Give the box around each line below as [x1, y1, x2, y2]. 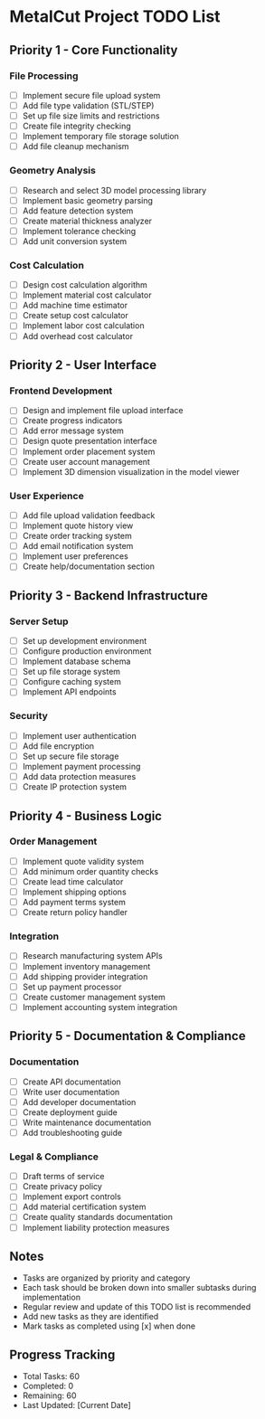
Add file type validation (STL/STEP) [22, 99, 155, 110]
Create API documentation [22, 1076, 122, 1087]
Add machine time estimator [22, 300, 128, 311]
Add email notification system [22, 541, 134, 552]
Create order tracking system [22, 531, 133, 542]
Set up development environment [22, 636, 147, 647]
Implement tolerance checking [22, 225, 137, 236]
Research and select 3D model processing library [22, 184, 207, 195]
